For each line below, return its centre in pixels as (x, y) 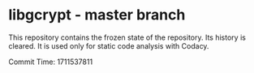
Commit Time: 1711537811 (51, 62)
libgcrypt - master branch (97, 15)
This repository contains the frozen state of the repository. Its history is (127, 37)
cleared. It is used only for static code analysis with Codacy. (109, 45)
